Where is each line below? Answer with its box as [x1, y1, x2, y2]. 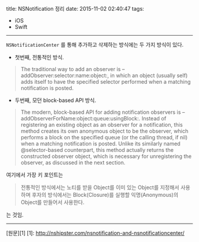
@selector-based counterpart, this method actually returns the [20, 147, 174, 153]
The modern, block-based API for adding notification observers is [20, 109, 181, 116]
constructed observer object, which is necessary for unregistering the [20, 153, 192, 160]
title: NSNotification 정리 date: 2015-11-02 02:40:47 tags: [6, 5, 145, 12]
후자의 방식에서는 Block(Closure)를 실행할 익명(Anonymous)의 [31, 192, 179, 198]
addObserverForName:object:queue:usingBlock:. [20, 115, 141, 122]
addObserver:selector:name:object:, [20, 72, 110, 79]
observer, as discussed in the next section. [20, 159, 126, 166]
